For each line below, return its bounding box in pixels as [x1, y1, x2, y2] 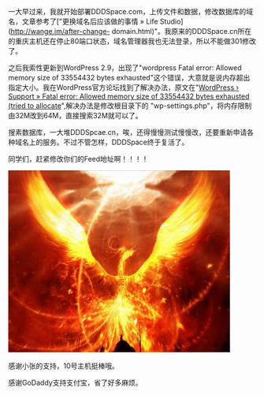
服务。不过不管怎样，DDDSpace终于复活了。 [42, 137, 189, 147]
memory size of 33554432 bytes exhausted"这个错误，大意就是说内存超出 [8, 73, 251, 82]
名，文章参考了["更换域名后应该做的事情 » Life [8, 17, 158, 26]
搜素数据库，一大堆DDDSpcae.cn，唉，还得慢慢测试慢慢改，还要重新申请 [8, 128, 247, 136]
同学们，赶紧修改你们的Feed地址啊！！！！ [8, 155, 149, 163]
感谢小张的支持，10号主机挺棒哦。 [8, 361, 120, 371]
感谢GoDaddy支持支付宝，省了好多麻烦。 [8, 378, 143, 387]
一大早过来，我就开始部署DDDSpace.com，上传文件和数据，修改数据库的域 [8, 7, 254, 16]
